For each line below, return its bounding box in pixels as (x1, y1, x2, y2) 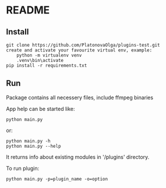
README (6, 4, 50, 17)
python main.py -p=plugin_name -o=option (6, 176, 108, 182)
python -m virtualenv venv (16, 53, 82, 58)
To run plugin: (6, 165, 40, 172)
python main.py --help (6, 143, 61, 149)
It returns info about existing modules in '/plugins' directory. (6, 153, 150, 161)
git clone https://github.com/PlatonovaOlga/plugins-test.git (6, 42, 160, 48)
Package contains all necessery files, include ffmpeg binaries (6, 94, 153, 101)
